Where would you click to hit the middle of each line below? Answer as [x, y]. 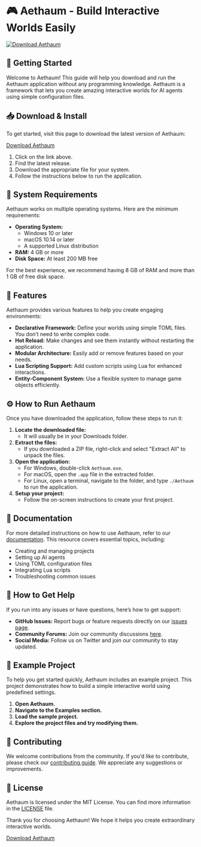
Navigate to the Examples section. [58, 710]
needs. [23, 359]
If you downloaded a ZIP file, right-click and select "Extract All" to [105, 449]
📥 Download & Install [47, 116]
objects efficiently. [38, 385]
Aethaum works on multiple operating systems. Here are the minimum [92, 209]
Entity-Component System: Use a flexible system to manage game [98, 379]
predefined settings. [31, 692]
